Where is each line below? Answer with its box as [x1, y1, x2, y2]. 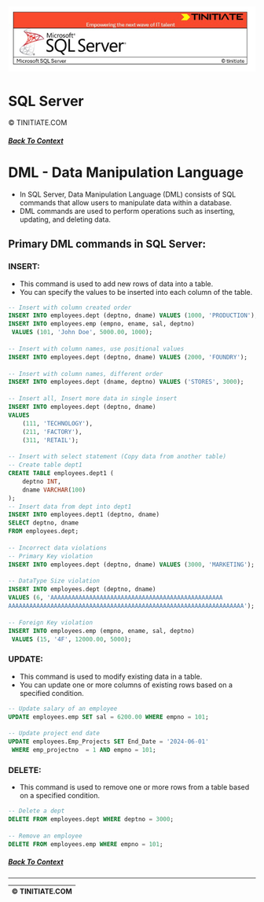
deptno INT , [22, 477, 61, 485]
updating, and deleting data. [19, 215, 112, 224]
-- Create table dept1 [8, 461, 82, 469]
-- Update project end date [8, 730, 101, 738]
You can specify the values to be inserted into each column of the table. [19, 287, 253, 296]
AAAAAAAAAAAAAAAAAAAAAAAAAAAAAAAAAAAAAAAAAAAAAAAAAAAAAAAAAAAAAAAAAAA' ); [8, 602, 255, 610]
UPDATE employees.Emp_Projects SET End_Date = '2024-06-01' [8, 738, 210, 746]
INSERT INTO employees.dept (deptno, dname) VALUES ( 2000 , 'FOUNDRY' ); [8, 353, 247, 361]
